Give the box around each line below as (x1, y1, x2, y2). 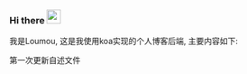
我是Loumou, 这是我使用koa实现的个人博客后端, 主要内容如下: (9, 36, 239, 47)
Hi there (9, 14, 45, 26)
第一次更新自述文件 (9, 55, 81, 66)
